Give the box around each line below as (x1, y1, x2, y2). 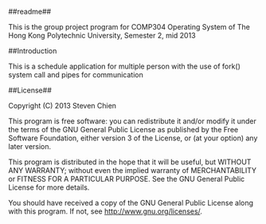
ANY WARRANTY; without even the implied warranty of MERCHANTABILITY (8, 166, 257, 175)
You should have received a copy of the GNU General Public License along (8, 198, 253, 207)
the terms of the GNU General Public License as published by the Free (8, 125, 239, 134)
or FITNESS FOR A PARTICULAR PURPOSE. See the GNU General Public (8, 175, 245, 183)
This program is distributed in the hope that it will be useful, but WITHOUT (8, 157, 252, 167)
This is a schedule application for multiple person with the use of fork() (8, 61, 241, 71)
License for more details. (8, 183, 90, 192)
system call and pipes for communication (8, 70, 143, 79)
